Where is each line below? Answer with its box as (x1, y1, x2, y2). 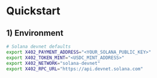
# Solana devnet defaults (6, 43, 71, 49)
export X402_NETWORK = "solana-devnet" (6, 60, 101, 66)
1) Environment (6, 28, 64, 38)
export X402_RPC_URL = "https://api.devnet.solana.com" (6, 65, 144, 72)
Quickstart (6, 4, 61, 18)
